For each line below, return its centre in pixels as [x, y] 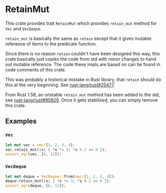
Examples [21, 122]
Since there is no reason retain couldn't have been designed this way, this [82, 54]
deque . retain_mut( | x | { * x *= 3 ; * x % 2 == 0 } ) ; [58, 181]
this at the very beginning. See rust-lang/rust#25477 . [60, 85]
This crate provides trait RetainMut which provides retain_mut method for [81, 23]
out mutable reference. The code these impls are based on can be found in [83, 64]
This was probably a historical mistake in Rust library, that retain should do [83, 79]
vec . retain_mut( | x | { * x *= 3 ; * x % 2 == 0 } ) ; [56, 150]
